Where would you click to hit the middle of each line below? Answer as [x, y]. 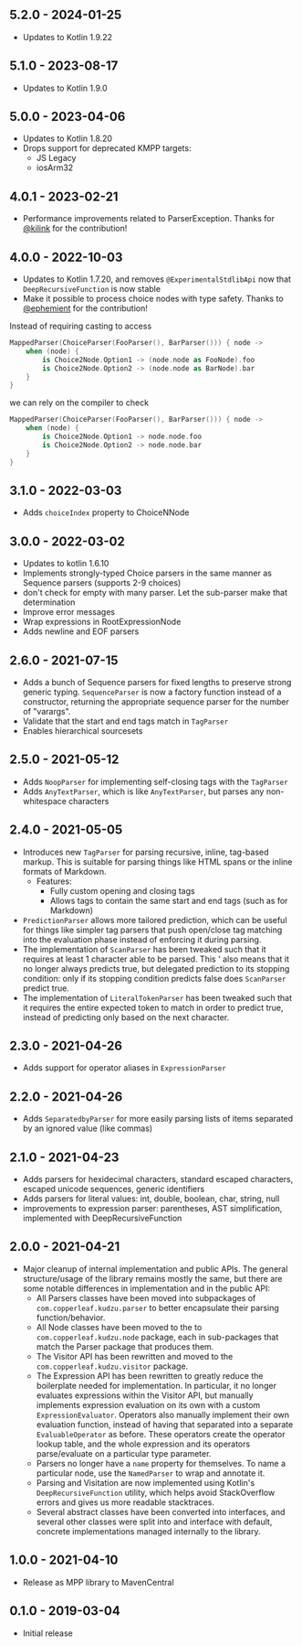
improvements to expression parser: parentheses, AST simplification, [152, 1209]
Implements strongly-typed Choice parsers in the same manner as [147, 573]
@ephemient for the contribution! [85, 308]
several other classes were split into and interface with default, [154, 1522]
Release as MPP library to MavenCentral [99, 1582]
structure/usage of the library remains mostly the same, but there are [152, 1278]
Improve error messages [69, 612]
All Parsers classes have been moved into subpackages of [146, 1297]
